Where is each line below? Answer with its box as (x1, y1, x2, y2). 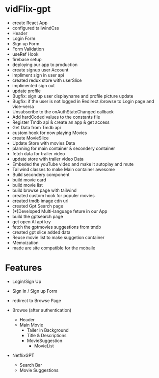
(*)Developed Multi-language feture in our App (12, 208, 107, 214)
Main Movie (19, 322, 43, 328)
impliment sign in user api (12, 72, 65, 78)
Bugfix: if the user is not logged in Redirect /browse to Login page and (12, 98, 155, 104)
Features (5, 262, 42, 274)
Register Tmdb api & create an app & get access (12, 119, 110, 125)
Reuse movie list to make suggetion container (12, 234, 105, 240)
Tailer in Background (26, 327, 69, 333)
